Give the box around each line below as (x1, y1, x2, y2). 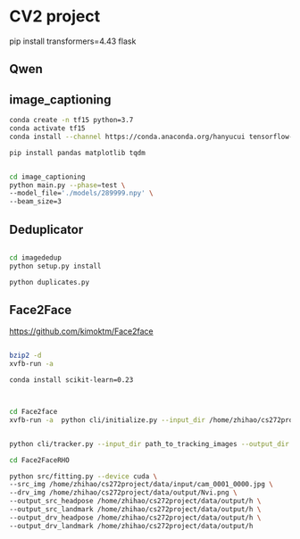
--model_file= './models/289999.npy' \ (9, 189, 154, 198)
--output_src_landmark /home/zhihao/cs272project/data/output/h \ (9, 505, 262, 514)
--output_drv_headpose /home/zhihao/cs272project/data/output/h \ (9, 513, 262, 522)
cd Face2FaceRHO (9, 455, 70, 465)
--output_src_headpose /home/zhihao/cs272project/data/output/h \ (9, 497, 262, 506)
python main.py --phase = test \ (9, 180, 126, 189)
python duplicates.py (9, 278, 90, 286)
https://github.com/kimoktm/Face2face (9, 326, 154, 336)
